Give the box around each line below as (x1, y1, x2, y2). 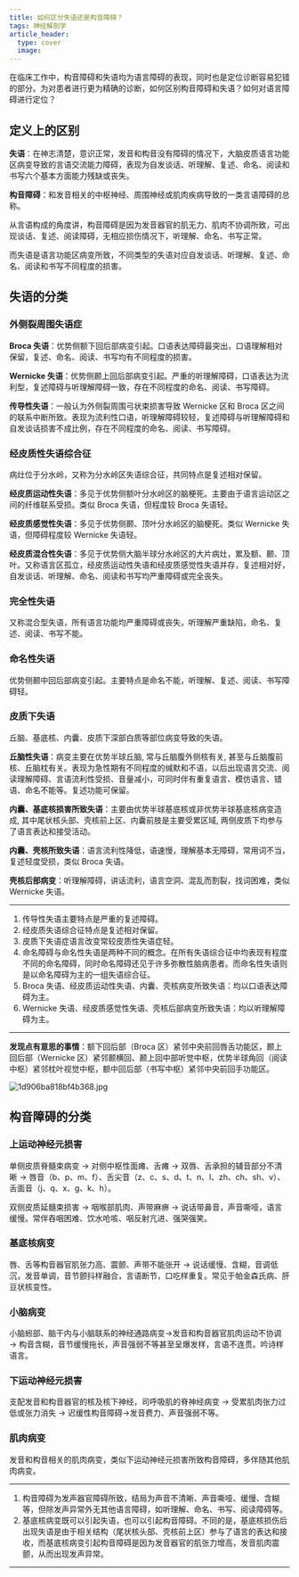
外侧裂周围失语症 (9, 318, 83, 331)
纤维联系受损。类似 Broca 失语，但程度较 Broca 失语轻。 (24, 499, 233, 509)
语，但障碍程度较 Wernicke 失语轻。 (9, 529, 142, 540)
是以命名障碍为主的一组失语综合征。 (21, 969, 156, 979)
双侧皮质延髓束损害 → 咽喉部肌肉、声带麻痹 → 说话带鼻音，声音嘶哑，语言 (9, 1201, 283, 1212)
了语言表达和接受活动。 (9, 826, 95, 837)
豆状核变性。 (9, 1281, 56, 1292)
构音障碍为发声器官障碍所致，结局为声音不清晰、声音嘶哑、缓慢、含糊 (21, 1492, 280, 1503)
